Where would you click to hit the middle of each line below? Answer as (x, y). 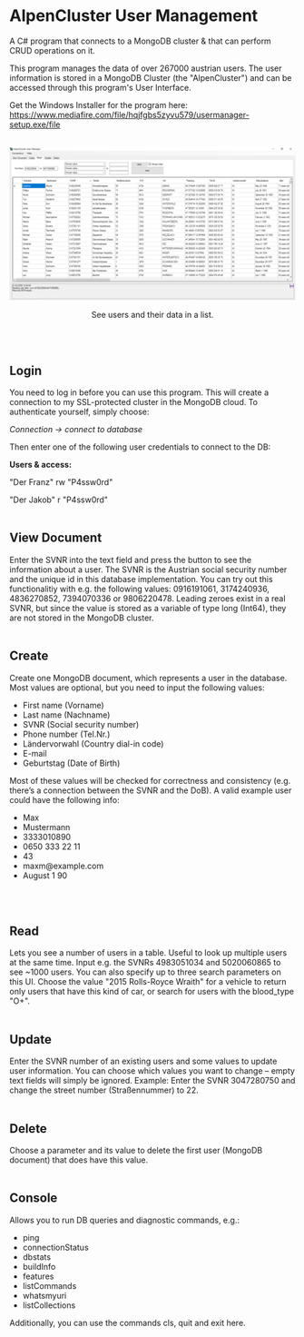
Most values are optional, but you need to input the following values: (137, 688)
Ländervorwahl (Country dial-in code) (93, 743)
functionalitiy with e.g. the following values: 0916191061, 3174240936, (140, 589)
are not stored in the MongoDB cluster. (82, 618)
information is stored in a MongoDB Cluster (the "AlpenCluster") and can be (151, 77)
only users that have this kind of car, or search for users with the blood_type (152, 992)
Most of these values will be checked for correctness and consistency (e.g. (150, 780)
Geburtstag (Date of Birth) (71, 763)
